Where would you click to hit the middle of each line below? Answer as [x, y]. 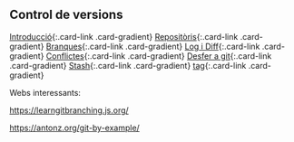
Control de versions [66, 15]
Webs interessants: [45, 92]
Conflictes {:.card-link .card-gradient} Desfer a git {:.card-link [159, 56]
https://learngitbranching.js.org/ [69, 110]
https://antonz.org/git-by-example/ [75, 128]
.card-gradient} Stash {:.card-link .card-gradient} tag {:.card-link [128, 65]
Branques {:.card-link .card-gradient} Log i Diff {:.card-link [153, 46]
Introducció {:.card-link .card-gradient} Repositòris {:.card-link [124, 36]
